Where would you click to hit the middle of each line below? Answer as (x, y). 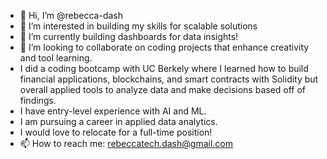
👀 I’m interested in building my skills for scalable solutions (138, 26)
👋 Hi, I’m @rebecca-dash (71, 15)
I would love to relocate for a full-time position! (116, 132)
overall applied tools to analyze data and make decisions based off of (163, 89)
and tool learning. (56, 58)
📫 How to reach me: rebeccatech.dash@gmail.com (126, 143)
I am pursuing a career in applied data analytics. (118, 121)
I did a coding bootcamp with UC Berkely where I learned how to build (164, 68)
